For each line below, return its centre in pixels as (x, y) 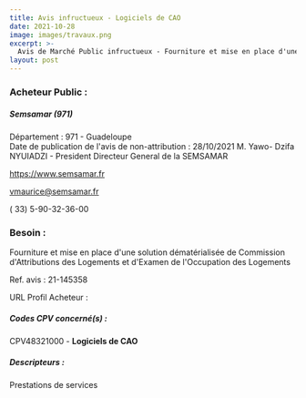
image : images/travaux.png (61, 35)
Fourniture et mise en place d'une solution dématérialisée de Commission (147, 252)
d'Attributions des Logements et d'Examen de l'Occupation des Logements (150, 262)
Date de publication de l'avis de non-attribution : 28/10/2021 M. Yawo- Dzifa (152, 146)
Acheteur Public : (49, 92)
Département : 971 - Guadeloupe (71, 137)
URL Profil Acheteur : (49, 298)
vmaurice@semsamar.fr (54, 191)
